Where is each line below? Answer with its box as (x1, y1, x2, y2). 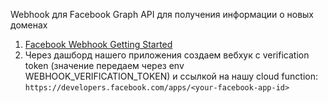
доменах (10, 19, 48, 31)
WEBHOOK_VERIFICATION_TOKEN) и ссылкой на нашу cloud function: (24, 70, 319, 82)
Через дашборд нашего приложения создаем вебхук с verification (24, 49, 310, 61)
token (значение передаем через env (24, 60, 185, 71)
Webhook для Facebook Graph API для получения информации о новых (10, 9, 314, 20)
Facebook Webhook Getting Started (24, 39, 173, 50)
